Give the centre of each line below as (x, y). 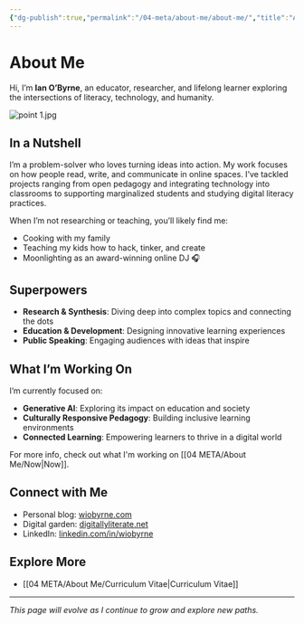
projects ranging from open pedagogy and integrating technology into (139, 184)
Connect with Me (59, 492)
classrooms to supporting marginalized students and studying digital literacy (152, 194)
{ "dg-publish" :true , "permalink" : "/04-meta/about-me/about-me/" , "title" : (149, 18)
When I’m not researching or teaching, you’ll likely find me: (119, 221)
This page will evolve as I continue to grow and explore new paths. (134, 610)
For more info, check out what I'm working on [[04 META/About (128, 454)
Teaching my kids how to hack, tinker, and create (114, 248)
